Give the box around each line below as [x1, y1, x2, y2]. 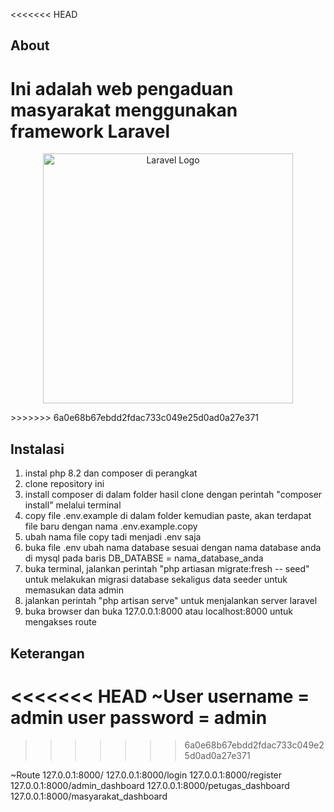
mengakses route [24, 616, 97, 628]
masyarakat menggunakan [10, 99, 238, 121]
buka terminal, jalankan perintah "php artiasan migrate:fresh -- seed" [24, 563, 310, 575]
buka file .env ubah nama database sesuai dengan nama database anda [24, 542, 322, 554]
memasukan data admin [24, 584, 125, 596]
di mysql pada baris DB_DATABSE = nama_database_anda [24, 552, 264, 564]
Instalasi [10, 440, 65, 458]
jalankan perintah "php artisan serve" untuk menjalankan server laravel [24, 595, 318, 607]
